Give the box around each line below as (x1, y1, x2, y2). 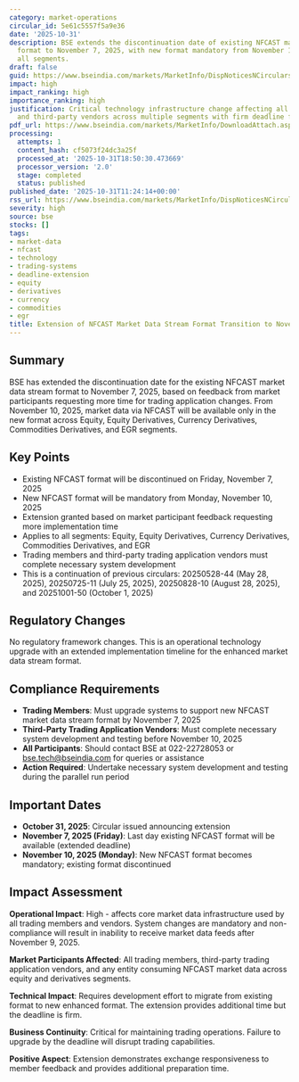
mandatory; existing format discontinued (21, 859, 172, 870)
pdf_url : (9, 121, 42, 130)
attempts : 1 (17, 137, 62, 146)
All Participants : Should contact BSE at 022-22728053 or (21, 743, 234, 754)
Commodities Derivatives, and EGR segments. (9, 424, 178, 434)
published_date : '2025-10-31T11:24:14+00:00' (9, 187, 181, 196)
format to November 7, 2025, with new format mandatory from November (17, 46, 285, 55)
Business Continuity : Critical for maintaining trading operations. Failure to (9, 1027, 281, 1037)
